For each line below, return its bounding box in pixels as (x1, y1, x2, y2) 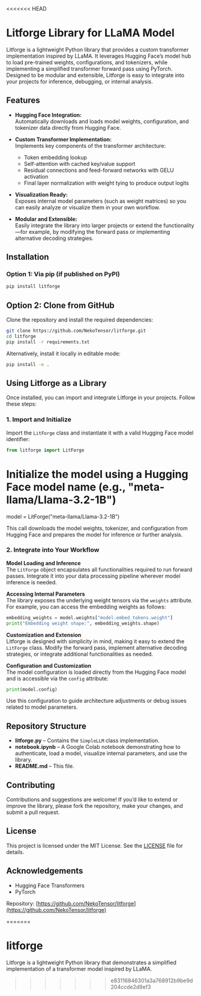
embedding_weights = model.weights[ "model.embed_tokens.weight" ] (6, 614, 173, 621)
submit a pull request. (6, 808, 60, 816)
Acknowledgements (6, 866, 83, 876)
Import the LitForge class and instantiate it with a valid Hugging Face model (6, 429, 194, 436)
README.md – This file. (14, 763, 74, 770)
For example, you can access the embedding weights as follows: (6, 603, 166, 610)
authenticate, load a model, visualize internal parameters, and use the (14, 750, 187, 757)
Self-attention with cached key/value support (23, 160, 136, 167)
